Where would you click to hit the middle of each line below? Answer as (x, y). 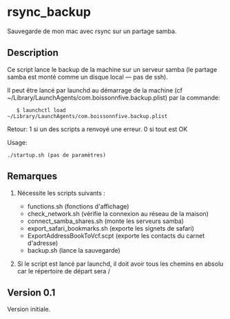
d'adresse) (43, 243)
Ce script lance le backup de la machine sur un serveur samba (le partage (112, 69)
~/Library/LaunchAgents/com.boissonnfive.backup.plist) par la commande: (114, 97)
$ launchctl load (41, 110)
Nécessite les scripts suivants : (61, 193)
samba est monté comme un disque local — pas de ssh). (88, 77)
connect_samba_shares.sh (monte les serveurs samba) (106, 221)
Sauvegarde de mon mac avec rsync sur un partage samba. (92, 31)
